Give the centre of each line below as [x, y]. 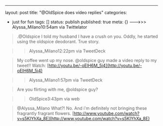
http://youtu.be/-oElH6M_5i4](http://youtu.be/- [95, 65]
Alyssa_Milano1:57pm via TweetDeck [66, 80]
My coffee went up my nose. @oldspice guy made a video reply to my [87, 60]
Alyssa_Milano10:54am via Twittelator [49, 27]
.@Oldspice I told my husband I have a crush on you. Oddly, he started [87, 36]
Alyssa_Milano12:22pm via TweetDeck [67, 51]
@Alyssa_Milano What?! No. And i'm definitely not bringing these [82, 108]
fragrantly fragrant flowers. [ [45, 113]
